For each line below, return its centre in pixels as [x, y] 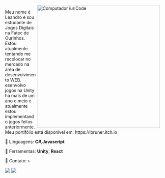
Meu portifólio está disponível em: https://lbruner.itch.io [61, 132]
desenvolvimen [20, 75]
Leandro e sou [20, 17]
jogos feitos [21, 122]
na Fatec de [17, 33]
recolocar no [18, 59]
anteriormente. [20, 127]
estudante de [18, 22]
